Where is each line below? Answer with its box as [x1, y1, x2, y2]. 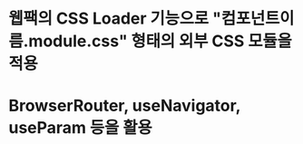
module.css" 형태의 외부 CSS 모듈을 [28, 31, 292, 52]
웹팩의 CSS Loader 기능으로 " [8, 8, 221, 29]
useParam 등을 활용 [8, 118, 152, 139]
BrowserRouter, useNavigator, [8, 96, 241, 116]
